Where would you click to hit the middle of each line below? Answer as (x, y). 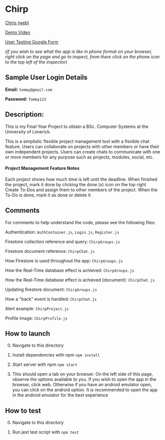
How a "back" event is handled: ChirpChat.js (51, 299)
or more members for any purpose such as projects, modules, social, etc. (80, 157)
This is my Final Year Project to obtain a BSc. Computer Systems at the (77, 126)
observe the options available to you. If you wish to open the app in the (84, 379)
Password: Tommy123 (26, 99)
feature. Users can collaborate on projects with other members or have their (82, 146)
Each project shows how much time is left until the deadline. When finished (81, 179)
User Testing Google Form (32, 42)
